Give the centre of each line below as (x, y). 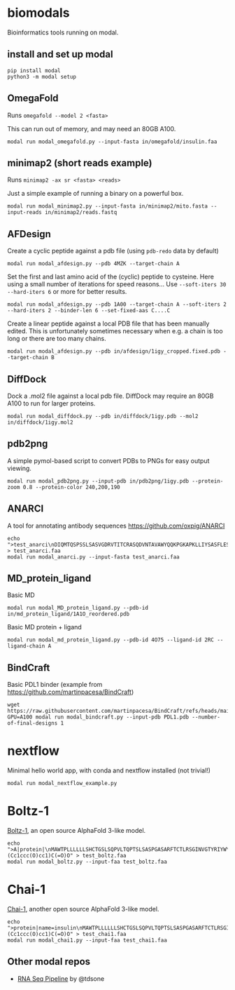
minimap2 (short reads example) (80, 163)
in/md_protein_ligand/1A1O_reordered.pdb (69, 614)
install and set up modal (60, 54)
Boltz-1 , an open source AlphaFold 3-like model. (77, 831)
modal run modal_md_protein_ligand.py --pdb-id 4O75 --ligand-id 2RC (111, 640)
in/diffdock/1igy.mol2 (40, 422)
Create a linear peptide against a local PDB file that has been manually (108, 323)
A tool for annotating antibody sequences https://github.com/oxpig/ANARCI (116, 526)
